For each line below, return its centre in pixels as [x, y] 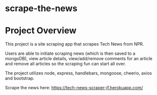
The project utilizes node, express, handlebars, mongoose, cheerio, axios [78, 73]
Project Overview [41, 31]
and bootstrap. [20, 79]
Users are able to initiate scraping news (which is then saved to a [70, 53]
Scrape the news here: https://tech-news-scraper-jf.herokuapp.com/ [74, 88]
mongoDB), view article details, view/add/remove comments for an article [79, 59]
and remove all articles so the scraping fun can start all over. [66, 64]
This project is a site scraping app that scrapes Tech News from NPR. [75, 44]
